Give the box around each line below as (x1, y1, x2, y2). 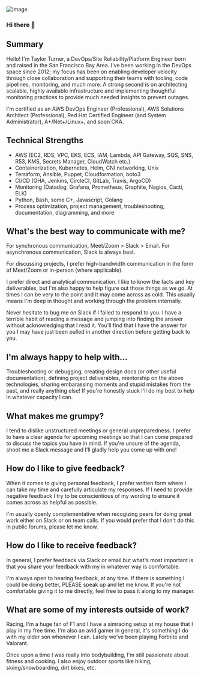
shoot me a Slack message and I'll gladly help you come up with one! (6, 446, 177, 453)
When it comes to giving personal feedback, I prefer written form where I (6, 479, 187, 486)
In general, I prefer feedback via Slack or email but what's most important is (6, 556, 194, 563)
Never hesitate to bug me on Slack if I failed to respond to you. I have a (6, 309, 182, 316)
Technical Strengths (6, 135, 84, 146)
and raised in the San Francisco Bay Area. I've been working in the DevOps (6, 61, 192, 69)
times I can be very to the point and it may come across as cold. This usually (6, 291, 196, 298)
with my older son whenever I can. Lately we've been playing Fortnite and (6, 633, 188, 640)
